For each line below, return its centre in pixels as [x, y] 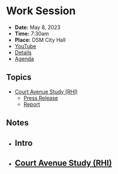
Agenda [24, 59]
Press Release [41, 98]
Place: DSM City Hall [40, 40]
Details [23, 52]
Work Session [41, 11]
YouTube [25, 46]
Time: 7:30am [32, 33]
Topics [19, 77]
